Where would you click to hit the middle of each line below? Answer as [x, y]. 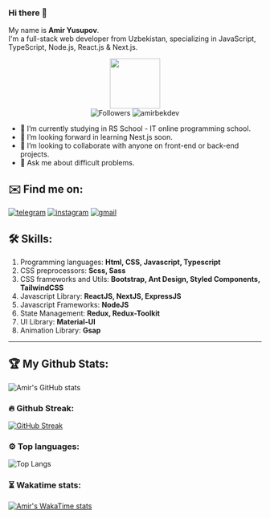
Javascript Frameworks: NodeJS [74, 304]
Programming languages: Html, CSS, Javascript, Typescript [120, 262]
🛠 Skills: [31, 239]
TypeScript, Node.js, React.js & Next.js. [73, 47]
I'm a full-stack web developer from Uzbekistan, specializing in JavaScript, [132, 39]
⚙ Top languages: [44, 447]
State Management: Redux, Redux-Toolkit [90, 313]
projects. [35, 154]
